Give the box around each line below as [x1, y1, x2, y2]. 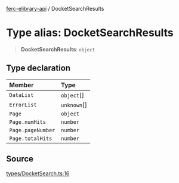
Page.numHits [9, 118, 47, 125]
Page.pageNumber [9, 127, 55, 133]
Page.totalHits [9, 135, 53, 142]
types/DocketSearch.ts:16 [6, 170, 70, 177]
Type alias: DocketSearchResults [6, 26, 174, 39]
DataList [9, 91, 34, 98]
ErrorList [9, 101, 37, 108]
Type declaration [6, 63, 70, 74]
